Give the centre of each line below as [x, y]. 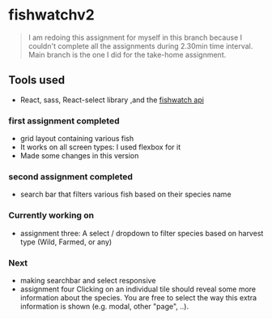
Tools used [37, 80]
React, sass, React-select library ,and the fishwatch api [112, 100]
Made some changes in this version [79, 156]
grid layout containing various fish [77, 139]
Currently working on [51, 215]
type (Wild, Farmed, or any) [66, 242]
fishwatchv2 [51, 15]
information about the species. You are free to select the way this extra [138, 297]
